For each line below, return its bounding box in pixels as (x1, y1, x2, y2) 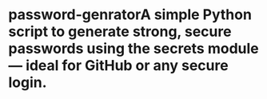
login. (8, 73, 47, 92)
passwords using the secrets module (8, 40, 260, 57)
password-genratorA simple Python (8, 6, 252, 24)
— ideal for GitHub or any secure (8, 57, 229, 75)
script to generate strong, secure (8, 22, 232, 41)
